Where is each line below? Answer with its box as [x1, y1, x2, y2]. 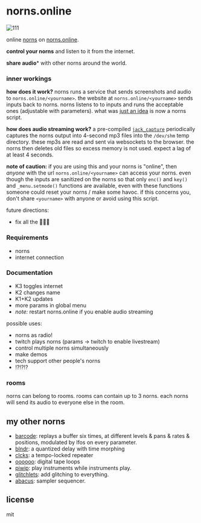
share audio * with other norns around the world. [6, 59, 127, 66]
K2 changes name [14, 289, 60, 296]
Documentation [6, 269, 53, 277]
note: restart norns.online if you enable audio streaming [14, 308, 153, 315]
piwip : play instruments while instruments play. [14, 464, 132, 472]
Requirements [6, 234, 49, 242]
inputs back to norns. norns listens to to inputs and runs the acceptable [6, 101, 183, 108]
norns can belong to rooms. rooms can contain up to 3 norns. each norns [6, 393, 189, 400]
